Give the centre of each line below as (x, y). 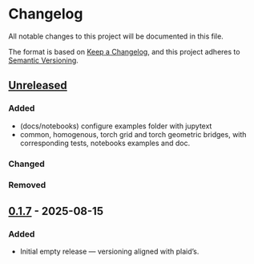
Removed (27, 185)
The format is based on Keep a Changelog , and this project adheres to (124, 51)
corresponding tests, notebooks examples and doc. (105, 143)
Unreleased (38, 85)
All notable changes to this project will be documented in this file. (116, 36)
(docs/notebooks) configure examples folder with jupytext (116, 126)
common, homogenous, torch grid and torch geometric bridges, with (133, 134)
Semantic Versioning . (43, 60)
